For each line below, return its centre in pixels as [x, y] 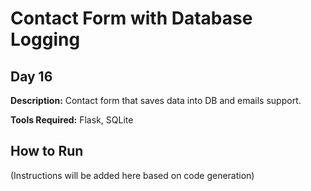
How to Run [47, 151]
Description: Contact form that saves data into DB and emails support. [156, 100]
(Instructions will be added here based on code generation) [132, 175]
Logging [45, 39]
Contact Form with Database [131, 18]
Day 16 [31, 76]
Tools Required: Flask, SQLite [72, 120]
